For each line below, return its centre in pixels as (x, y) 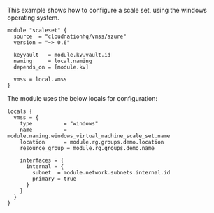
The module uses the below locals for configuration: (82, 98)
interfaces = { (42, 160)
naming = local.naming (53, 61)
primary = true (55, 179)
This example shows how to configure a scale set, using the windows (107, 10)
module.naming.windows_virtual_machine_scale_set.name (89, 136)
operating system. (33, 18)
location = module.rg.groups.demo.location (92, 142)
